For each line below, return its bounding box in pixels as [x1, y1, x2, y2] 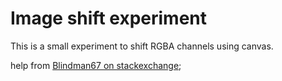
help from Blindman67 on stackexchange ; [10, 59, 182, 71]
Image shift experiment [10, 7, 208, 30]
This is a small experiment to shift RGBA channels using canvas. [10, 40, 274, 52]
